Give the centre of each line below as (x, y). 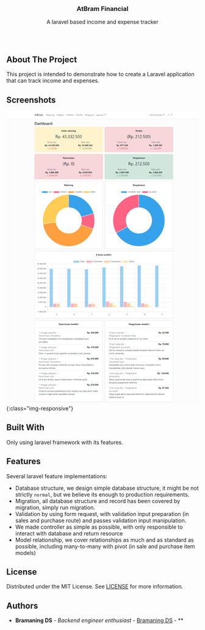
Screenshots (31, 100)
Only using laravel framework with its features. (65, 442)
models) (26, 553)
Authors (22, 606)
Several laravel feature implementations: (57, 476)
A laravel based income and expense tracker (103, 22)
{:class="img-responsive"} (40, 408)
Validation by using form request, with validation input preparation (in (102, 514)
